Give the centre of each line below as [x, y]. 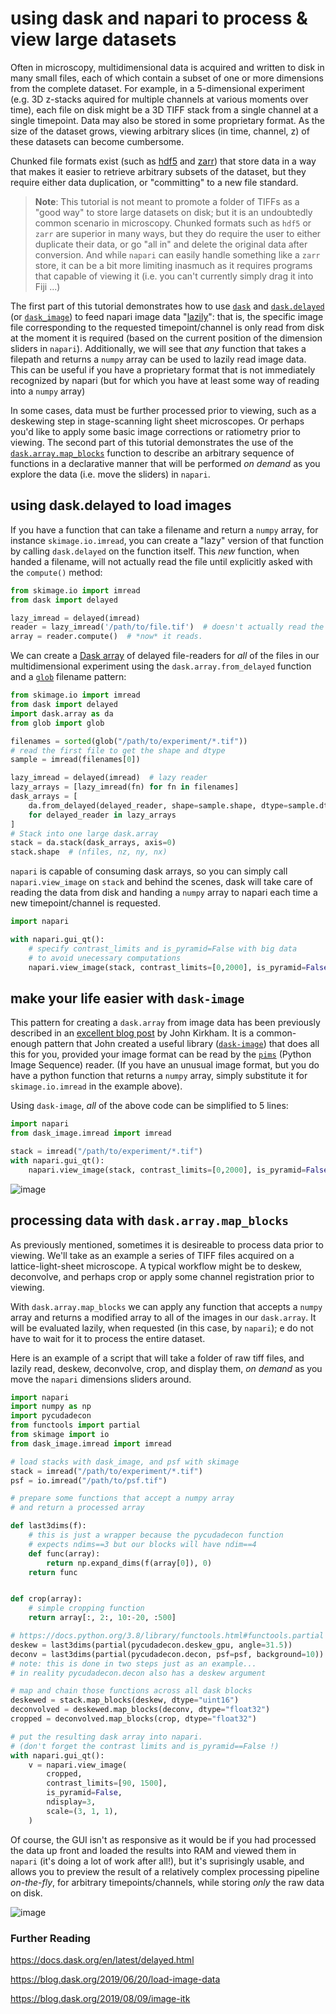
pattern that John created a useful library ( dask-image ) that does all [181, 1044]
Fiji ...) [47, 286]
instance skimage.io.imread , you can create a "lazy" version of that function [167, 540]
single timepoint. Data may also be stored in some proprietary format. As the [167, 120]
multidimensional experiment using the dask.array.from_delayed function [161, 666]
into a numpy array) [48, 391]
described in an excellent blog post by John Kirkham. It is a [132, 1033]
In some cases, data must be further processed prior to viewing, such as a [163, 410]
